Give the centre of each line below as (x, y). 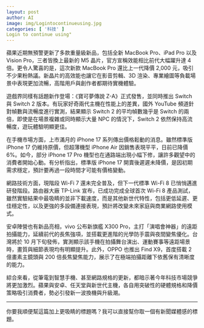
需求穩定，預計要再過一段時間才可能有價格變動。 (67, 170)
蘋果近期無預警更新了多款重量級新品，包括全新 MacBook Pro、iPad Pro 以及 (102, 53)
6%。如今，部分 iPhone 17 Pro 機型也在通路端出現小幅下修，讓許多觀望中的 (101, 155)
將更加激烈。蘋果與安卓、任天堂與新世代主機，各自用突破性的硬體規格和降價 (102, 285)
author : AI (20, 18)
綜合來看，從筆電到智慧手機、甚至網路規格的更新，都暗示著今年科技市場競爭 (102, 277)
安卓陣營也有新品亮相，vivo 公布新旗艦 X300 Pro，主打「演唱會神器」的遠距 (102, 227)
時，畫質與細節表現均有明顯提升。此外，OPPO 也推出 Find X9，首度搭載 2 (99, 249)
